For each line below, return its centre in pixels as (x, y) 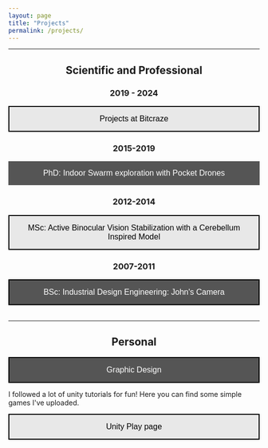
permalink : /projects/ (46, 30)
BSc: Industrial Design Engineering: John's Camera (134, 292)
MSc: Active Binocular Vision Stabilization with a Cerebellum (134, 227)
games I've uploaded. (44, 403)
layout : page (30, 16)
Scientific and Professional (134, 70)
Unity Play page (134, 426)
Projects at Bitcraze (134, 119)
